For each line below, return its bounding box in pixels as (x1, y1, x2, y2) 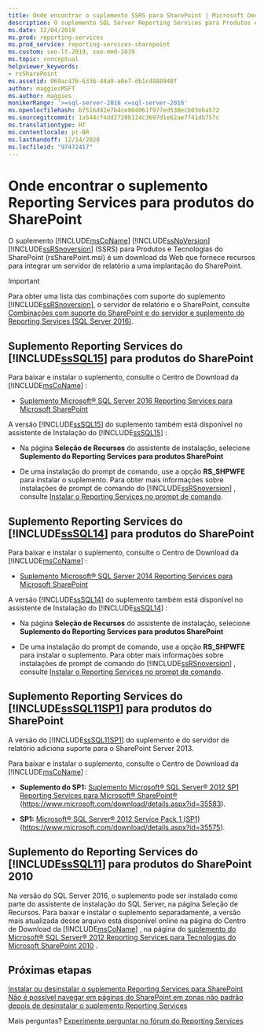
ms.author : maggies (8, 92, 72, 100)
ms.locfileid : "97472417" (8, 143, 93, 151)
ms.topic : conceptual (8, 56, 79, 64)
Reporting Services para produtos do (8, 193, 255, 211)
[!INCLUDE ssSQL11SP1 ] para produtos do (8, 702, 212, 716)
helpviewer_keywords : (8, 63, 79, 71)
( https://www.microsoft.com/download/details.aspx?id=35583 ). (19, 799, 226, 808)
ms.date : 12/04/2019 (8, 26, 76, 34)
